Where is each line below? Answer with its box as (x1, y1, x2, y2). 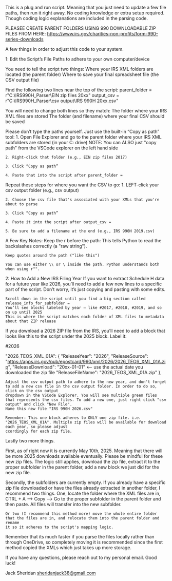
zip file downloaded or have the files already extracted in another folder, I (5, 485, 161, 491)
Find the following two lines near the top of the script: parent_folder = (5, 87, 152, 93)
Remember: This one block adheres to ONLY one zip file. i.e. (5, 415, 141, 420)
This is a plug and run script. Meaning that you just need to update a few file (5, 5, 167, 10)
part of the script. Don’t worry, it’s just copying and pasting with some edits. (5, 286, 166, 292)
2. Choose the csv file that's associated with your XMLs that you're (5, 197, 160, 202)
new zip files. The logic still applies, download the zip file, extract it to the (5, 459, 161, 464)
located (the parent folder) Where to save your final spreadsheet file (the (5, 71, 159, 78)
